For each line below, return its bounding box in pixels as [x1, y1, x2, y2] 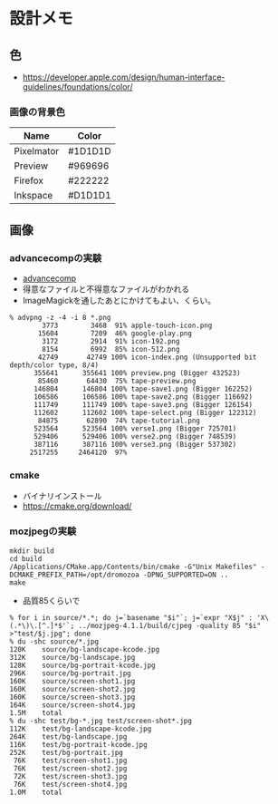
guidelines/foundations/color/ [22, 82, 133, 92]
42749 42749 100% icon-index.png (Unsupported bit [37, 353, 257, 362]
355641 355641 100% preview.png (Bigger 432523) [33, 368, 242, 377]
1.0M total [9, 788, 63, 797]
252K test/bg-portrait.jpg [9, 748, 124, 757]
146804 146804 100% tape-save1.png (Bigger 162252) [33, 384, 254, 393]
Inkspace [14, 189, 53, 202]
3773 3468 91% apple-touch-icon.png [42, 321, 213, 330]
